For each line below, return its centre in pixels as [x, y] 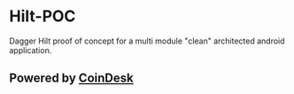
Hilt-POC [43, 16]
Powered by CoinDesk [72, 78]
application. [31, 50]
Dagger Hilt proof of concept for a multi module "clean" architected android [147, 41]
